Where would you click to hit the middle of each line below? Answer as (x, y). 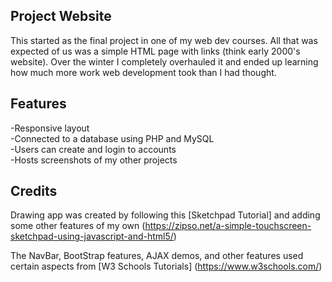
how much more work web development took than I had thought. (143, 72)
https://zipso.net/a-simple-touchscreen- (228, 226)
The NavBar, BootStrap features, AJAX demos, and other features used (157, 256)
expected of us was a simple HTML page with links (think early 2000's (155, 51)
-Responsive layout (50, 128)
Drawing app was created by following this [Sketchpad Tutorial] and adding (165, 215)
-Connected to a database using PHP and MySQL (112, 138)
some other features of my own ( (78, 226)
